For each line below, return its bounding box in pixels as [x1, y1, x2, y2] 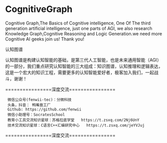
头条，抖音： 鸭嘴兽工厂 [7, 102, 51, 107]
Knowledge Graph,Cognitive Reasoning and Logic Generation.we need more [5, 30, 162, 36]
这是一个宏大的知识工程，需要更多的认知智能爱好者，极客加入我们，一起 [5, 69, 154, 75]
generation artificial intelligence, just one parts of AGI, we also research [5, 25, 152, 31]
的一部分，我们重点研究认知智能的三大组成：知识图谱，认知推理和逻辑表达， [5, 63, 163, 69]
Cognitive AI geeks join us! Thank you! [5, 36, 84, 42]
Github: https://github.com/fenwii [7, 106, 81, 112]
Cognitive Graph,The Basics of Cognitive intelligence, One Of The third [5, 20, 151, 26]
